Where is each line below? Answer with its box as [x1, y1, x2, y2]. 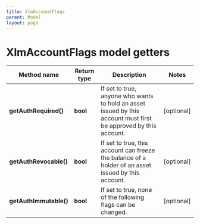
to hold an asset [101, 99, 146, 108]
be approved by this [101, 122, 157, 130]
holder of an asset [101, 161, 152, 170]
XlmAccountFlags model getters [6, 45, 170, 59]
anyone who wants [101, 92, 154, 100]
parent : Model [6, 14, 42, 20]
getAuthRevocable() [9, 157, 68, 166]
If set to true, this [101, 139, 148, 147]
